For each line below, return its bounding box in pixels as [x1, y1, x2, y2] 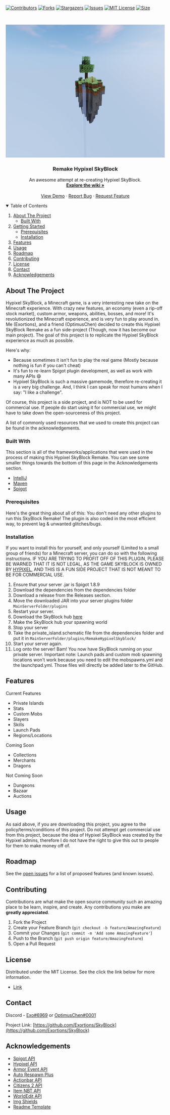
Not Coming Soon [6, 772, 43, 779]
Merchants [13, 757, 36, 763]
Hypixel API [13, 1060, 37, 1067]
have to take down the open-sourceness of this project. [6, 410, 122, 416]
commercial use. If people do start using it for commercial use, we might [6, 405, 156, 411]
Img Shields [13, 1098, 38, 1104]
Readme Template [13, 1103, 51, 1110]
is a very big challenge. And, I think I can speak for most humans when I [13, 384, 163, 390]
